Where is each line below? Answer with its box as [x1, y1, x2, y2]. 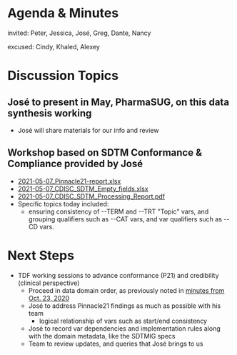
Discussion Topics [7, 68, 119, 84]
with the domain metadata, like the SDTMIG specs [28, 331, 176, 340]
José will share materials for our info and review [17, 126, 159, 134]
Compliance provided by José [7, 158, 143, 170]
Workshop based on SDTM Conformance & [7, 146, 202, 159]
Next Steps [7, 247, 75, 264]
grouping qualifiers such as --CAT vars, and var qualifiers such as [28, 214, 223, 223]
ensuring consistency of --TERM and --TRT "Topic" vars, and [28, 207, 209, 216]
